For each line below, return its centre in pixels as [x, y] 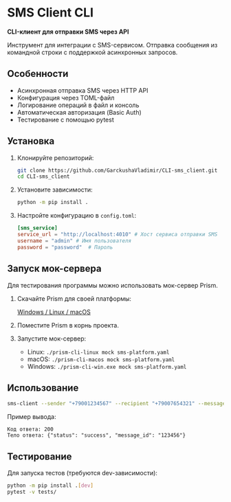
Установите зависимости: [55, 190]
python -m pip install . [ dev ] [51, 486]
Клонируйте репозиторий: [55, 158]
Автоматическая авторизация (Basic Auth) [79, 112]
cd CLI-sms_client [43, 176]
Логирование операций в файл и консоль [78, 105]
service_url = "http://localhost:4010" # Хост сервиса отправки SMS [117, 235]
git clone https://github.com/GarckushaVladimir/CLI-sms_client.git [117, 170]
